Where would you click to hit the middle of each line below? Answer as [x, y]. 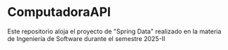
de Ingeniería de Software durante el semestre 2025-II [86, 38]
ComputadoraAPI [59, 12]
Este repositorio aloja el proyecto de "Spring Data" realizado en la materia [114, 31]
